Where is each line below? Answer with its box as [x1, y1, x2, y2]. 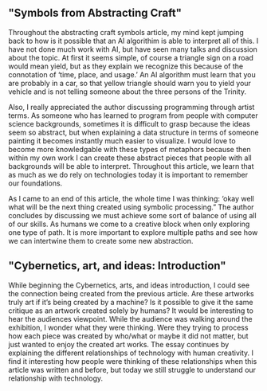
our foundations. [8, 178, 63, 188]
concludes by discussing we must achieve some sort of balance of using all [8, 210, 257, 220]
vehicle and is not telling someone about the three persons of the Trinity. [8, 87, 247, 96]
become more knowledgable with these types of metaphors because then [8, 144, 251, 154]
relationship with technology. [8, 373, 104, 383]
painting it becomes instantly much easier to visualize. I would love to [8, 135, 237, 146]
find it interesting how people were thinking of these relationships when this [8, 356, 257, 366]
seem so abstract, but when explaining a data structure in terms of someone [8, 127, 259, 137]
